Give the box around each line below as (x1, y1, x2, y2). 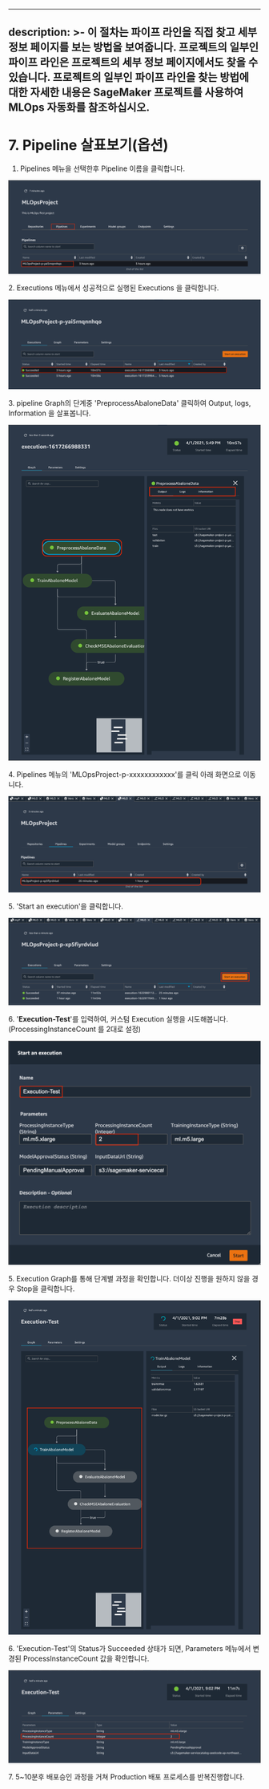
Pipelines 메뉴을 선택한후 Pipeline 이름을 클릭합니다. (19, 164, 186, 173)
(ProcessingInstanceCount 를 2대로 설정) (8, 1024, 142, 1034)
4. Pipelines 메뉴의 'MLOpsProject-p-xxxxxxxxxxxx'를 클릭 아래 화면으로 (8, 770, 242, 779)
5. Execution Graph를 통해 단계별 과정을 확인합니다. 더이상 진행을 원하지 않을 (8, 1274, 251, 1284)
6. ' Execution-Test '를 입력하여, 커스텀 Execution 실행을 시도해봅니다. (8, 1014, 229, 1023)
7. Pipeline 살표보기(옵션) (8, 136, 169, 154)
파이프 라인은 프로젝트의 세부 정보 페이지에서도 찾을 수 (8, 55, 259, 69)
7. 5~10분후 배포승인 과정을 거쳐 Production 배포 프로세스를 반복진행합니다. (8, 1772, 245, 1782)
